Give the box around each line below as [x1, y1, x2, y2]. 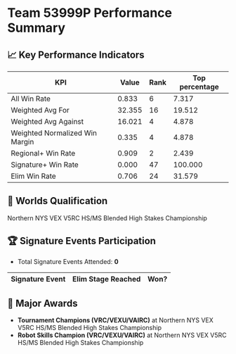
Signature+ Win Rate [11, 160, 79, 170]
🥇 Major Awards [7, 298, 78, 310]
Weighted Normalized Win [11, 128, 97, 138]
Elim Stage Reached [72, 274, 141, 284]
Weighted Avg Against [11, 117, 84, 126]
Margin [11, 137, 34, 146]
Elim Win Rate [11, 171, 56, 181]
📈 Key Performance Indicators [7, 49, 145, 61]
